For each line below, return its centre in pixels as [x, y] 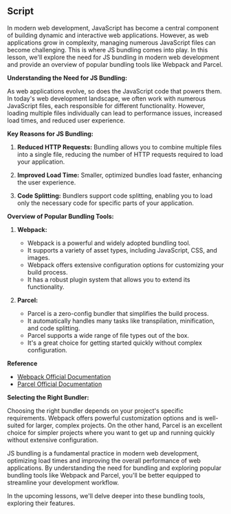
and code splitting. [54, 328]
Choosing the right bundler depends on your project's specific [95, 410]
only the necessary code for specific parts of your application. [105, 203]
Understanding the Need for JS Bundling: [67, 78]
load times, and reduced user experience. [66, 120]
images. [38, 257]
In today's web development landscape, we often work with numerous [107, 98]
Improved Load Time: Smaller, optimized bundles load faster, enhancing [119, 175]
